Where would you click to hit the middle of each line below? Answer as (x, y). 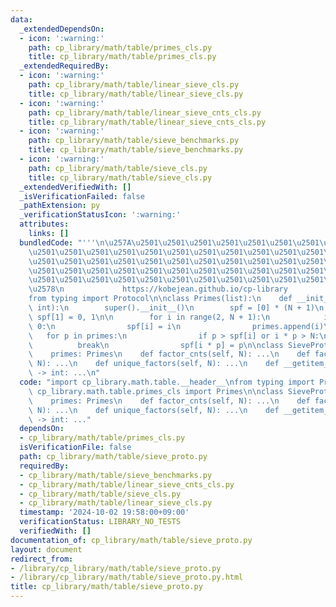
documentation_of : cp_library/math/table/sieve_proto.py (131, 540)
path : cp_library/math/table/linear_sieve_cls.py (134, 85)
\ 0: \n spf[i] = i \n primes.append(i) (176, 326)
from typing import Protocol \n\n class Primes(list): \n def (160, 299)
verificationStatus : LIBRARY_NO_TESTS (100, 522)
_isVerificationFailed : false (82, 196)
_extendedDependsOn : (62, 29)
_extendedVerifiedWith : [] (75, 187)
